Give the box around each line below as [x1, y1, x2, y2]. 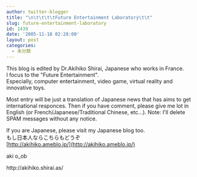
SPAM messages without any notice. [6, 115, 97, 122]
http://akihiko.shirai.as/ [6, 164, 63, 171]
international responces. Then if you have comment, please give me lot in [6, 102, 189, 109]
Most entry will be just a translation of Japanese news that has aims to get [6, 95, 192, 103]
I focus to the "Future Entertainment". [6, 71, 99, 79]
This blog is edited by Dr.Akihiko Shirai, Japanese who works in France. [6, 65, 184, 72]
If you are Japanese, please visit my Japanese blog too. [6, 126, 145, 134]
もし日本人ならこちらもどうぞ [6, 134, 80, 141]
